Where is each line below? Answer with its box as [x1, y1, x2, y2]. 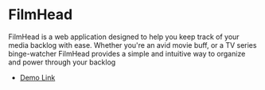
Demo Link [19, 72, 56, 82]
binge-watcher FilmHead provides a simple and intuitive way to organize [8, 49, 246, 58]
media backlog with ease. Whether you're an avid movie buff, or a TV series [8, 40, 257, 49]
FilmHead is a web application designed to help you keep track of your [8, 32, 240, 41]
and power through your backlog [8, 57, 116, 67]
